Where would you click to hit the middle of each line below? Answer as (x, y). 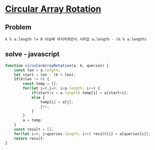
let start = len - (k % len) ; (45, 75)
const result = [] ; (34, 129)
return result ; (30, 138)
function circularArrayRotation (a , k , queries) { (57, 65)
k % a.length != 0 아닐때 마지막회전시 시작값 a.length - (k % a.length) (76, 39)
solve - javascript (32, 54)
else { (38, 97)
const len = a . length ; (37, 70)
